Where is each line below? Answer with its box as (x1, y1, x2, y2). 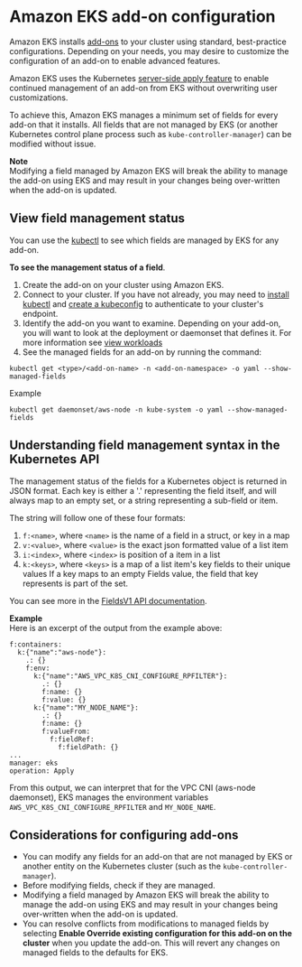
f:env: (25, 664, 50, 673)
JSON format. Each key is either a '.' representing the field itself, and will (9, 485, 277, 496)
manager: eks (9, 758, 59, 767)
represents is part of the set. (22, 578, 129, 589)
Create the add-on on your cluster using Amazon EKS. (22, 279, 224, 290)
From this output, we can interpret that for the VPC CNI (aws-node (9, 782, 256, 793)
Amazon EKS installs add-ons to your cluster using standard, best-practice (9, 36, 287, 47)
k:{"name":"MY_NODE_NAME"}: (32, 702, 140, 712)
